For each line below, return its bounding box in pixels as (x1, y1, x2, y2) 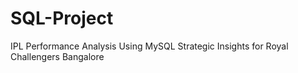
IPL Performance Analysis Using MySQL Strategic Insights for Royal (10, 40, 289, 52)
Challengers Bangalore (10, 50, 105, 62)
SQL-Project (10, 7, 114, 30)
